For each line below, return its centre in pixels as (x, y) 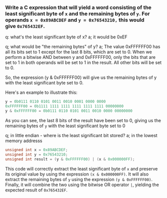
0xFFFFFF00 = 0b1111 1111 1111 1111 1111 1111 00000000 (64, 106)
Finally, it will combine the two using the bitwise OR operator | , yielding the (82, 185)
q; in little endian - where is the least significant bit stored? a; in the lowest (82, 135)
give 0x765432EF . (25, 26)
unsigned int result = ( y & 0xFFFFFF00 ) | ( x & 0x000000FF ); (70, 159)
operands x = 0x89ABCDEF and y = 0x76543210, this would (75, 20)
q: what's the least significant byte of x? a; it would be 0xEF (66, 37)
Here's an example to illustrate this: (41, 93)
